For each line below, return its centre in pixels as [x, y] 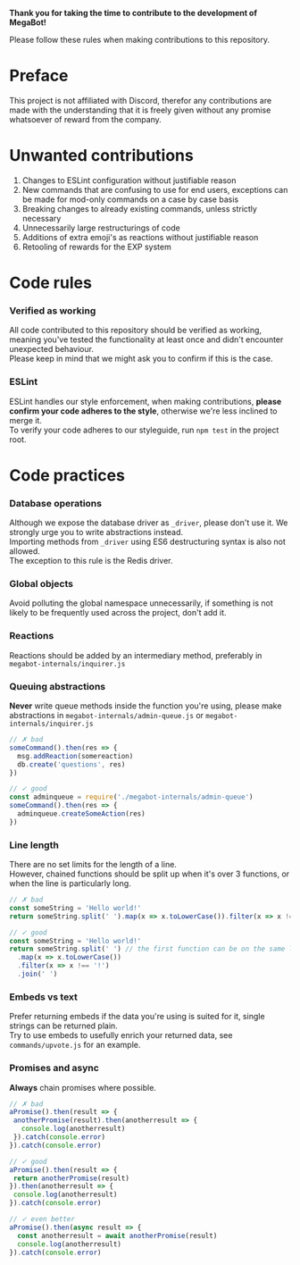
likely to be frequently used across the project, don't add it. [118, 613]
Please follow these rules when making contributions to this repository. [140, 40]
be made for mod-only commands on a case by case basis [130, 199]
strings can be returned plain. [63, 1026]
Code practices [67, 475]
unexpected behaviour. [51, 349]
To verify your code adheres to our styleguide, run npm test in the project [144, 430]
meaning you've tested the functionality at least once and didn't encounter [146, 339]
